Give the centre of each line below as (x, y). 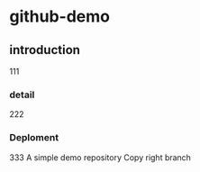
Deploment (34, 138)
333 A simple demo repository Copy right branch (100, 157)
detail (22, 95)
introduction (45, 50)
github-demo (60, 17)
